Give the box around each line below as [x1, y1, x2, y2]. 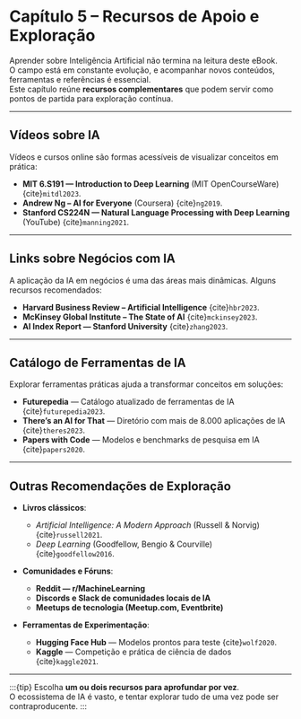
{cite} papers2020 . [21, 444, 86, 455]
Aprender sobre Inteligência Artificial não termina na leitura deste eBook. [9, 55, 278, 66]
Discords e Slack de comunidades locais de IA [35, 592, 211, 603]
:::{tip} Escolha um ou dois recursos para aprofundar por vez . [9, 682, 240, 693]
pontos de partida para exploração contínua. [9, 92, 174, 104]
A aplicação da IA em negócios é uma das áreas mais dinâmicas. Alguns [9, 275, 276, 285]
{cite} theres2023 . [21, 425, 86, 436]
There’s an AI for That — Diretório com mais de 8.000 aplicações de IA [21, 416, 286, 426]
